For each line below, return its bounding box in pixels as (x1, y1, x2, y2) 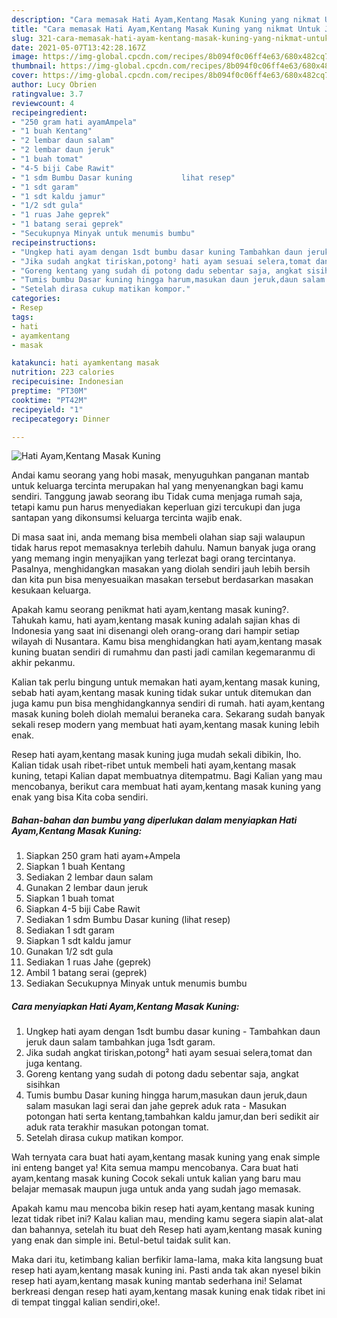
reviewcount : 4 (11, 98, 75, 108)
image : (11, 52, 39, 62)
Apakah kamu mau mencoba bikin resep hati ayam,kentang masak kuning (11, 1202, 315, 1215)
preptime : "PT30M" (11, 386, 88, 396)
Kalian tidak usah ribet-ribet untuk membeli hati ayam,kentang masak (11, 759, 297, 771)
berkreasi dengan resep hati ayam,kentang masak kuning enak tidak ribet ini (11, 1286, 326, 1298)
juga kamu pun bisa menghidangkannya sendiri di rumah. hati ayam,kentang (11, 697, 326, 710)
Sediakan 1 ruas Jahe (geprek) (25, 956, 152, 968)
